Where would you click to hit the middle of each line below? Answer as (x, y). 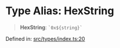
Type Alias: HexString (60, 11)
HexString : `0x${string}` (51, 27)
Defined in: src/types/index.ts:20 (45, 39)
